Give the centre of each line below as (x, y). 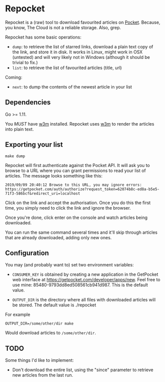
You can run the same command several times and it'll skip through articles (81, 232)
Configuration (27, 253)
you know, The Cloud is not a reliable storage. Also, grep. (63, 27)
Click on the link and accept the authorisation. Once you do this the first (78, 203)
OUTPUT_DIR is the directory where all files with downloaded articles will (84, 300)
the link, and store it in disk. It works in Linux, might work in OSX (77, 52)
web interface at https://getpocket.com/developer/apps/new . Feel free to (86, 280)
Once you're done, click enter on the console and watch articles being (76, 217)
